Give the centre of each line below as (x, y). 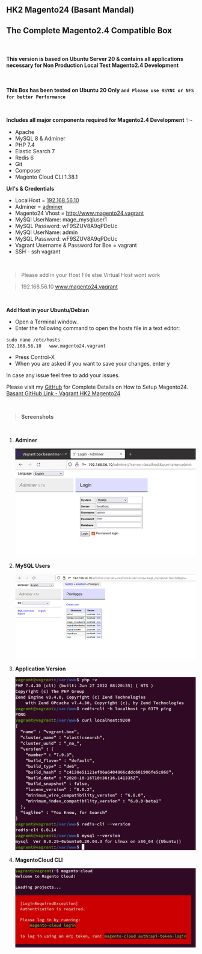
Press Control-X (35, 357)
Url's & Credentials (30, 189)
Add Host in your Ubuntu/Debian (47, 310)
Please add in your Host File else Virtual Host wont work (90, 275)
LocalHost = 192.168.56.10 (47, 200)
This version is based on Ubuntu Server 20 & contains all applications (95, 59)
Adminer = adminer (39, 207)
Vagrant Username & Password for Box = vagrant (76, 245)
